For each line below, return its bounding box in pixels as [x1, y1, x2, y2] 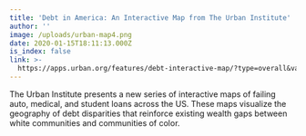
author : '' [9, 22, 51, 31]
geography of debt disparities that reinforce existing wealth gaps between [9, 108, 288, 119]
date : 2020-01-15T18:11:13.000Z [9, 38, 132, 48]
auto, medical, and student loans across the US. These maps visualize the [9, 98, 287, 109]
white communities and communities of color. [9, 117, 180, 128]
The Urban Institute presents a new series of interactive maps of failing [9, 88, 276, 100]
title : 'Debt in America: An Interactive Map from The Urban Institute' [9, 13, 291, 23]
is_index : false [9, 47, 71, 56]
